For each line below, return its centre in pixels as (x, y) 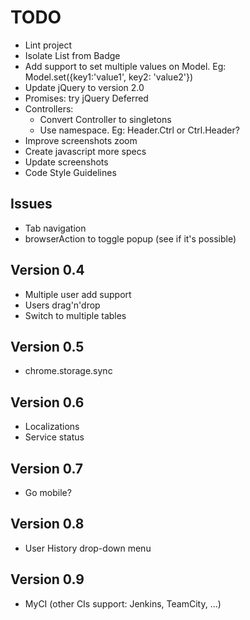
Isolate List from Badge (72, 55)
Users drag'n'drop (62, 305)
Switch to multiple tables (75, 315)
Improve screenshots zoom (81, 140)
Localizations (52, 427)
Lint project (48, 45)
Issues (31, 204)
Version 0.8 (47, 524)
